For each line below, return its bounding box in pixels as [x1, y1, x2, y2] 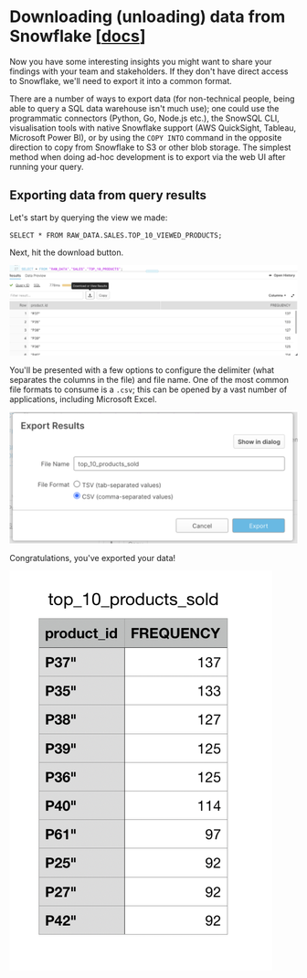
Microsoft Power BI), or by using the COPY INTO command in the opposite [9, 132, 282, 143]
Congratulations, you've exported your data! [9, 553, 176, 564]
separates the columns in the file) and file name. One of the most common [9, 374, 290, 385]
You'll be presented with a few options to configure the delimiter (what [9, 364, 275, 376]
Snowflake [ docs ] [9, 26, 146, 47]
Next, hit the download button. [9, 247, 124, 258]
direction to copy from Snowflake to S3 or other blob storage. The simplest [9, 142, 291, 153]
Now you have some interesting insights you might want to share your [9, 56, 272, 67]
